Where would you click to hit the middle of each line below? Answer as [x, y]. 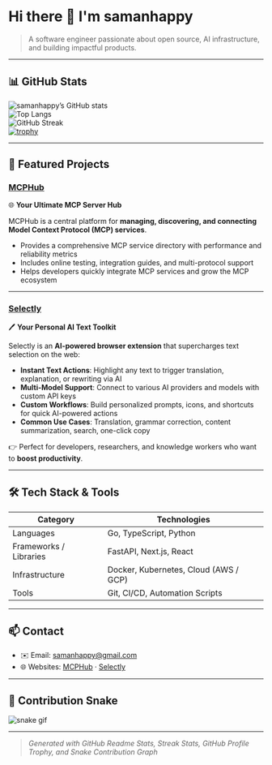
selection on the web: [45, 354]
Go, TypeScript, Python [151, 533]
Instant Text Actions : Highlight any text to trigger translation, [122, 370]
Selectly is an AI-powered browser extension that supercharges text [124, 346]
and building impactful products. [82, 47]
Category [56, 519]
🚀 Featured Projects [59, 164]
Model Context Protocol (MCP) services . [78, 230]
